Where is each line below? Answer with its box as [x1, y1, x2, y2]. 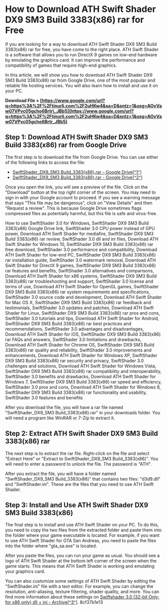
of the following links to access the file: [5, 159, 85, 165]
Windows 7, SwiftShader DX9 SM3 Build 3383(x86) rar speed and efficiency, [5, 378, 162, 384]
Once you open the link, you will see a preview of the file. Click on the [5, 184, 148, 190]
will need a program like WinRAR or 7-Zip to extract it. [5, 415, 115, 421]
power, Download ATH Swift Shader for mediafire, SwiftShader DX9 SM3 [5, 231, 154, 237]
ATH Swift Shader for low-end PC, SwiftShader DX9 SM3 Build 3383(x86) [5, 251, 156, 257]
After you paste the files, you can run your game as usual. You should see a [5, 553, 160, 559]
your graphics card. [5, 569, 46, 575]
